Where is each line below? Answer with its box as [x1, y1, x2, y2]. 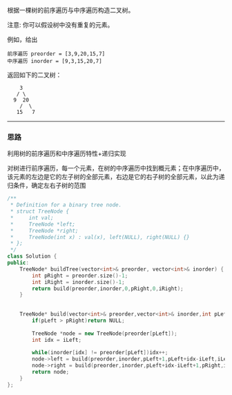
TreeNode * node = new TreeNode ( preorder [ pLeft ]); [32, 330, 177, 337]
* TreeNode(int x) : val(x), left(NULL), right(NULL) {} [10, 233, 190, 240]
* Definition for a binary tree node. [10, 202, 122, 209]
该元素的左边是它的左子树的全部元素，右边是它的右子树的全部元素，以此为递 [7, 173, 225, 181]
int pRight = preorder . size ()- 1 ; [32, 272, 128, 279]
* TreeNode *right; [10, 227, 79, 234]
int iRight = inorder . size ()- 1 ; [32, 278, 126, 285]
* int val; [10, 214, 54, 221]
